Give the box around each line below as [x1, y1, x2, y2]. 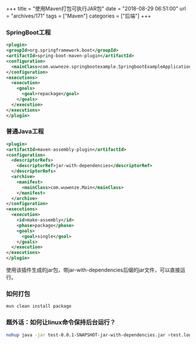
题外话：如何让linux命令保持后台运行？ [6, 318, 116, 326]
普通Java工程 [6, 127, 44, 135]
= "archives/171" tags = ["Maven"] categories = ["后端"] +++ [6, 12, 152, 19]
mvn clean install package [6, 303, 72, 310]
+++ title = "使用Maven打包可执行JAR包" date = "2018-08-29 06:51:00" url [6, 5, 187, 12]
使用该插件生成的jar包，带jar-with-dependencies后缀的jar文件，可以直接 [6, 266, 181, 273]
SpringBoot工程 [6, 28, 51, 36]
